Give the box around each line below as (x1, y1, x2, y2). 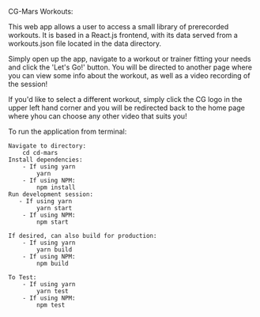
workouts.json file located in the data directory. (8, 39, 162, 48)
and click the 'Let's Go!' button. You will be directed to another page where (8, 62, 253, 72)
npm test (36, 301, 66, 309)
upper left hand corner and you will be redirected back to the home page (8, 103, 245, 112)
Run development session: (8, 191, 93, 198)
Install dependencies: (8, 156, 83, 164)
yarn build (36, 246, 73, 254)
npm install (36, 183, 77, 191)
